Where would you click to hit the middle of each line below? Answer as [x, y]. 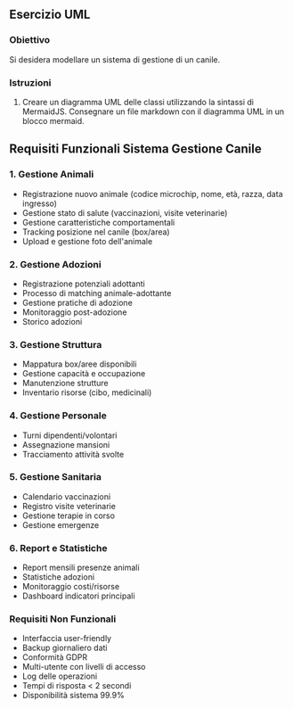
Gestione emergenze [61, 524]
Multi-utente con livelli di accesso [84, 667]
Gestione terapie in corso [69, 515]
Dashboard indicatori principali [78, 596]
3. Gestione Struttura [56, 344]
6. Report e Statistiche [58, 548]
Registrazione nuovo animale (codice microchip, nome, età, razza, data [152, 194]
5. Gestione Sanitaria [56, 477]
